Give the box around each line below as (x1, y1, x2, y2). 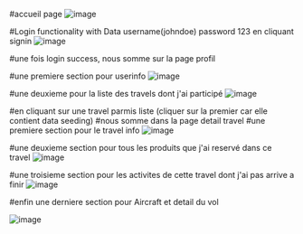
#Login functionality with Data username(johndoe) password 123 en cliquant (9, 26, 294, 36)
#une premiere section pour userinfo (9, 70, 147, 81)
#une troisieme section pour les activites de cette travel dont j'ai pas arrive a (9, 170, 295, 180)
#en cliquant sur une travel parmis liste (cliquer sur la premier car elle (9, 106, 269, 117)
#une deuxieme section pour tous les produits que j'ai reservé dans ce (9, 143, 272, 153)
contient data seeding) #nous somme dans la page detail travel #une (9, 116, 266, 126)
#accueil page (9, 9, 63, 19)
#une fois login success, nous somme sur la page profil (9, 53, 215, 63)
